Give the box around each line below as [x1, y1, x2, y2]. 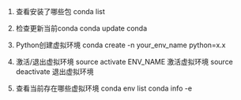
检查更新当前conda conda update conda [15, 24, 148, 33]
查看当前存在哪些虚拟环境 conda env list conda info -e [15, 83, 192, 93]
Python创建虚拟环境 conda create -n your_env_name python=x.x [15, 40, 226, 50]
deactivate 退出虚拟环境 [15, 67, 94, 76]
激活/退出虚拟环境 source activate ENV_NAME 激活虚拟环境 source [15, 57, 233, 66]
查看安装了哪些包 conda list [15, 7, 105, 16]
